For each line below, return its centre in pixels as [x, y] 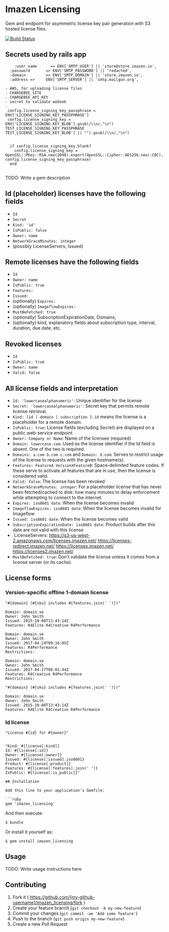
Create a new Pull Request [40, 924]
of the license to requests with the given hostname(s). [69, 460]
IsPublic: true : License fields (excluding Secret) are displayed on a [83, 427]
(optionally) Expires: [34, 301]
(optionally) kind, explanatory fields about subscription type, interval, [84, 322]
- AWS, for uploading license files [44, 88]
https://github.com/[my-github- [62, 897]
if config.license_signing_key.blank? [51, 146]
